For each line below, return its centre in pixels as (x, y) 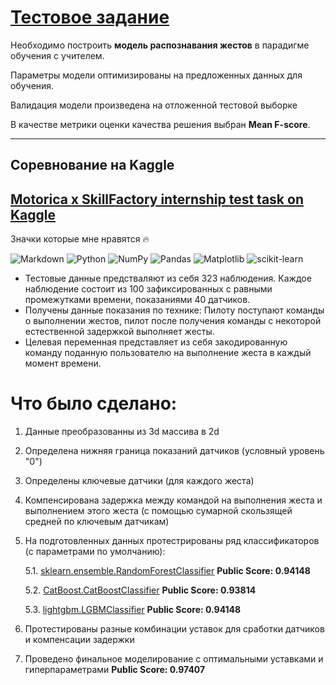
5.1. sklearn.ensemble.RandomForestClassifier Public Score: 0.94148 (167, 571)
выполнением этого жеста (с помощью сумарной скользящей (158, 511)
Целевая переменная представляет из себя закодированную (156, 342)
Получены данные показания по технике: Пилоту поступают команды (174, 310)
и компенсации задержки (79, 640)
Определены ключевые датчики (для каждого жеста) (139, 481)
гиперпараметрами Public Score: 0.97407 (115, 670)
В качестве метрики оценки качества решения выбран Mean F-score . (160, 124)
